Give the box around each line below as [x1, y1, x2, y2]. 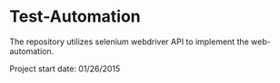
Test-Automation [9, 6, 141, 27]
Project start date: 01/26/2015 [9, 63, 121, 74]
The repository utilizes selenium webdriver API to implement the [9, 36, 250, 47]
